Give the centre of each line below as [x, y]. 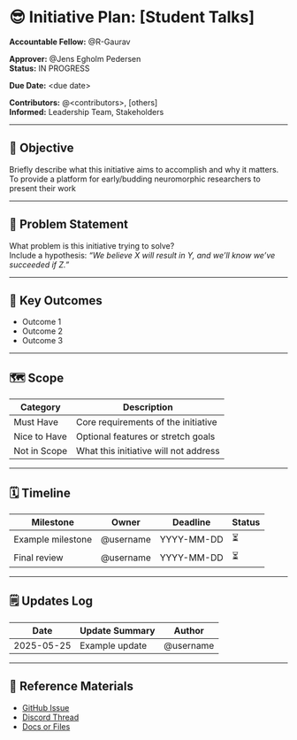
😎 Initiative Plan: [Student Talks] [132, 17]
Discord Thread [50, 717]
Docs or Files [46, 726]
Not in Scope [41, 451]
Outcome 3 [42, 341]
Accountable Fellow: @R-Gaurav [70, 42]
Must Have [36, 422]
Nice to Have [41, 436]
